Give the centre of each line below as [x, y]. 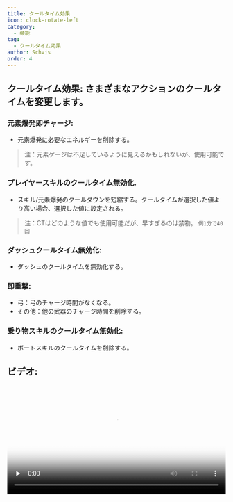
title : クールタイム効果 [39, 14]
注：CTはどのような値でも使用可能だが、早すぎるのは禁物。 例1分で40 [123, 222]
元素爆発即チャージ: [41, 124]
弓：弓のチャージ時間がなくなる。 [66, 302]
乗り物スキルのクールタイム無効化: [65, 331]
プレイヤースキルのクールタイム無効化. [72, 183]
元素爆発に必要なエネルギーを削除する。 [75, 140]
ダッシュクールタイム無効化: [54, 250]
